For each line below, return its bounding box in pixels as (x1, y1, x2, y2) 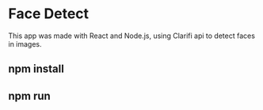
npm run (8, 89, 51, 103)
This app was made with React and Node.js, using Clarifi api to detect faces (8, 31, 256, 40)
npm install (8, 63, 65, 76)
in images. (8, 39, 42, 48)
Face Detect (8, 5, 90, 23)
